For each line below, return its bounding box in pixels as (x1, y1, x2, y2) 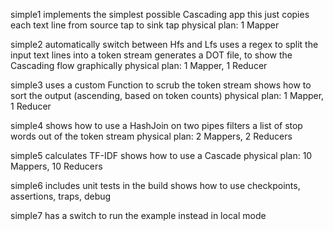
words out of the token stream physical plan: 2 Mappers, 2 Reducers (10, 130, 293, 142)
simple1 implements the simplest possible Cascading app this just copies (10, 9, 310, 20)
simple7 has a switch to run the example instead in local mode (10, 210, 267, 221)
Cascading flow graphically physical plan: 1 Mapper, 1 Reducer (10, 60, 268, 71)
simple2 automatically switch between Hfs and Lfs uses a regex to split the (10, 39, 319, 50)
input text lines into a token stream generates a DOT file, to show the (10, 49, 293, 61)
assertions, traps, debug (10, 190, 112, 202)
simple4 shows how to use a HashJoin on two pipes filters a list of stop (10, 120, 303, 131)
